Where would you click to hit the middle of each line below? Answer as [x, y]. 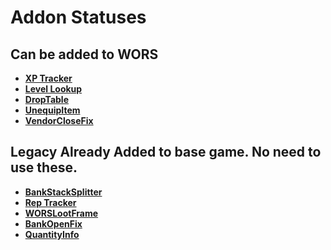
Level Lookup [53, 89]
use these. [44, 167]
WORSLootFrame [61, 213]
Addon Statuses [78, 17]
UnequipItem [52, 110]
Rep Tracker [50, 202]
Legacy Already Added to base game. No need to [166, 152]
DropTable [46, 99]
